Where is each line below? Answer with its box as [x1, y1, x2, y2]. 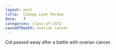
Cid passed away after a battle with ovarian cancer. [5, 39, 111, 45]
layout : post [5, 7, 33, 12]
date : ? [5, 16, 26, 21]
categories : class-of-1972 [5, 21, 62, 26]
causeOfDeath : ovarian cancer [5, 26, 69, 31]
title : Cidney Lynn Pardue [5, 12, 64, 17]
